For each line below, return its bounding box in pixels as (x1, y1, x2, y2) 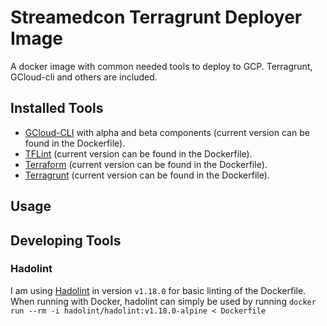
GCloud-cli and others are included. (10, 71, 158, 83)
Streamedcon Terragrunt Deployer (10, 6, 303, 29)
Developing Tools (10, 232, 122, 249)
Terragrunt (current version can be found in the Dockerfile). (24, 169, 270, 181)
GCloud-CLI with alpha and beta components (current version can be (24, 126, 310, 138)
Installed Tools (10, 100, 104, 117)
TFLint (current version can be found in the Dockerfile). (24, 147, 253, 160)
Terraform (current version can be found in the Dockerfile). (24, 158, 268, 170)
